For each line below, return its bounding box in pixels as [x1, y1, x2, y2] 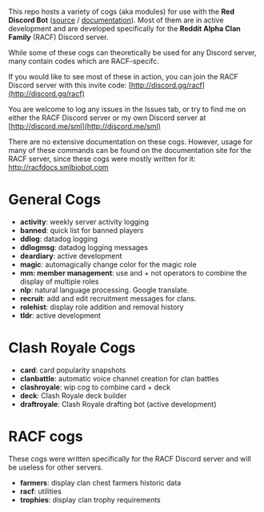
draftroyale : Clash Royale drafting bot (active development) [19, 399, 218, 409]
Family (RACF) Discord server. [8, 32, 109, 42]
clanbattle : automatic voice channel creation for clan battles [19, 373, 219, 383]
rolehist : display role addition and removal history [19, 302, 184, 312]
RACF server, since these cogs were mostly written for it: [8, 154, 196, 163]
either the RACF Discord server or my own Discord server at [8, 113, 206, 123]
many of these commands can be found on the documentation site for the [8, 146, 252, 155]
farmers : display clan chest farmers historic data [19, 478, 182, 487]
